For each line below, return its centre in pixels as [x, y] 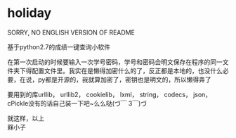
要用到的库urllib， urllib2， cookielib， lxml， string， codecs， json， [110, 94]
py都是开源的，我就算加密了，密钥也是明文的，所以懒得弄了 [125, 80]
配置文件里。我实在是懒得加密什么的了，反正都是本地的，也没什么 [127, 70]
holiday [29, 13]
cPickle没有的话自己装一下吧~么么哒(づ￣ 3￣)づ [77, 103]
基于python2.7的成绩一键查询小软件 [59, 46]
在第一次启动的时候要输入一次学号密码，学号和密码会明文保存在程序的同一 [115, 62]
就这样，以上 [26, 118]
